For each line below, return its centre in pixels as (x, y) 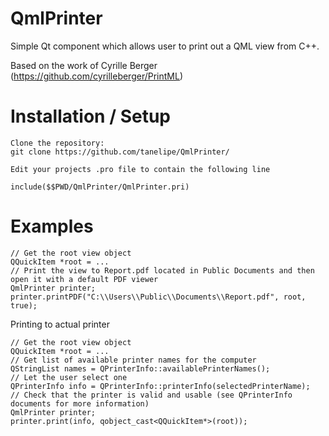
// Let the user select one (69, 377)
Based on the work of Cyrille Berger (84, 65)
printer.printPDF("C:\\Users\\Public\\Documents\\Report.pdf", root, (158, 297)
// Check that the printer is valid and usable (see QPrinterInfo (151, 395)
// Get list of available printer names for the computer (133, 360)
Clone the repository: (57, 143)
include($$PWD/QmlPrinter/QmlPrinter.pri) (100, 187)
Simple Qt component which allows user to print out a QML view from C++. (165, 46)
